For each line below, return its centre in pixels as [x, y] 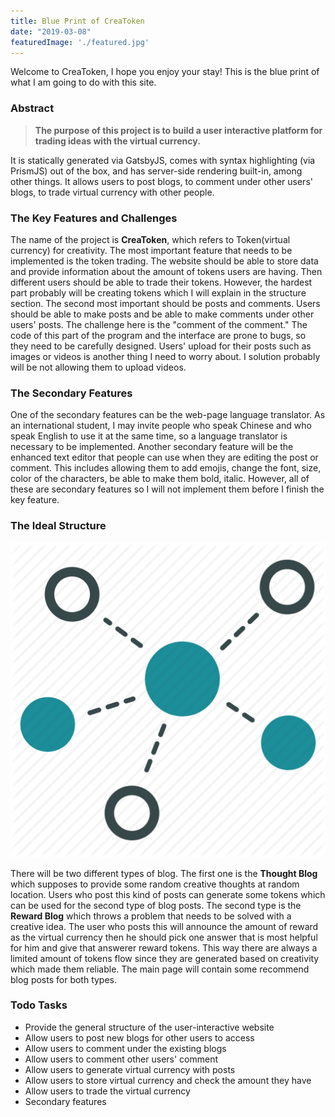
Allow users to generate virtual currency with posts [130, 1069]
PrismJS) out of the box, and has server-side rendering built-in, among [156, 171]
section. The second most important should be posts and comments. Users [165, 303]
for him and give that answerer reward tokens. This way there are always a [164, 947]
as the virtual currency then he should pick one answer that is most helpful [164, 937]
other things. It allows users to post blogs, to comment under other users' [161, 181]
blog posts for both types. [64, 979]
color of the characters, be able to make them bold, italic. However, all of [160, 479]
